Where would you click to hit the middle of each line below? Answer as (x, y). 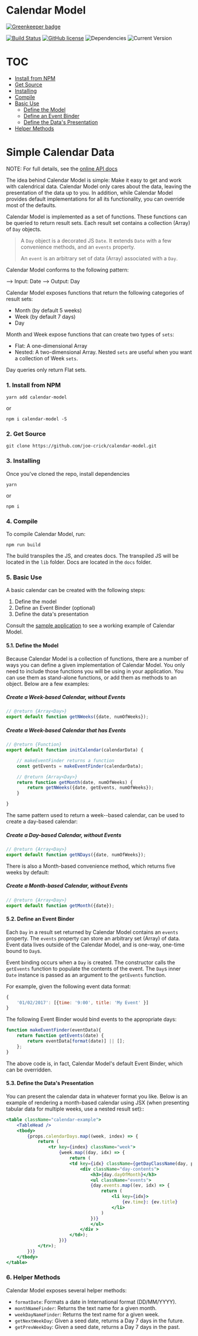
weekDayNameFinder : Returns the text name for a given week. (87, 1314)
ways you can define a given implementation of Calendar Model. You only (95, 665)
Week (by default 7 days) (45, 316)
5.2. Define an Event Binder (40, 919)
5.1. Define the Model (32, 645)
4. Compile (22, 521)
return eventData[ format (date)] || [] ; (76, 1041)
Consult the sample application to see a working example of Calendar (90, 626)
